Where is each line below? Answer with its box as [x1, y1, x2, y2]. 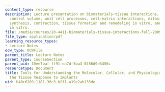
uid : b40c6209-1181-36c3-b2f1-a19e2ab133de [5, 79, 96, 84]
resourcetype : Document [5, 66, 54, 71]
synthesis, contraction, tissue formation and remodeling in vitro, [9, 20, 153, 26]
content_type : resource [5, 7, 54, 12]
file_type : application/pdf [5, 35, 63, 39]
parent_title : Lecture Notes [5, 52, 65, 57]
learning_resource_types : [5, 39, 58, 44]
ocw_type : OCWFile [5, 48, 43, 53]
